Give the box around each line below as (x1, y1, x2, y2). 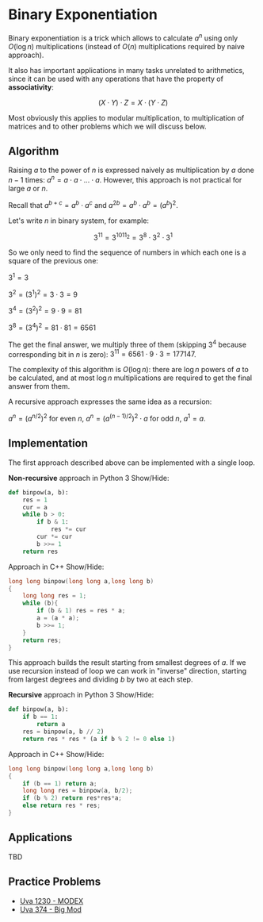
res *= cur (50, 525, 87, 533)
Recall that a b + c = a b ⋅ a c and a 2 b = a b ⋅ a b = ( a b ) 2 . (8, 199, 178, 209)
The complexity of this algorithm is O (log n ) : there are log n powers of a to (8, 365, 250, 375)
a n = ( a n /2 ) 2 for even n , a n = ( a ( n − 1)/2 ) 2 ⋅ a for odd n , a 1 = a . (8, 413, 206, 423)
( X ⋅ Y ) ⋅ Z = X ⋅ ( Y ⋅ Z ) (97, 98, 169, 107)
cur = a (22, 503, 48, 511)
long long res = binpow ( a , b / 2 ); (22, 787, 133, 795)
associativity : (8, 82, 54, 92)
